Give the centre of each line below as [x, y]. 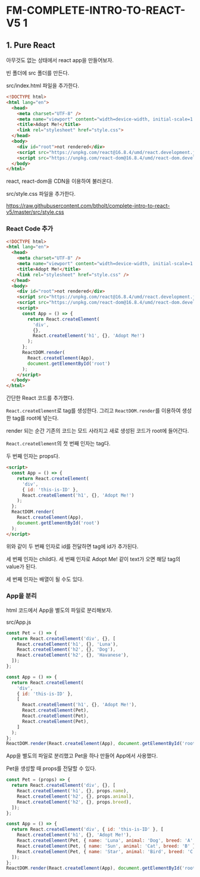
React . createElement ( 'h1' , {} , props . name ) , [73, 791]
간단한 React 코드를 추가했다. [40, 398]
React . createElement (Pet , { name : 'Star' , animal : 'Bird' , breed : [101, 851]
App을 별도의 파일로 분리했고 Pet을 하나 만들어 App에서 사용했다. [82, 756]
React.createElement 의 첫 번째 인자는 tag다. [58, 444]
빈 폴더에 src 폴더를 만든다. [38, 73]
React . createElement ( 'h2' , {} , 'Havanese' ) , [73, 655]
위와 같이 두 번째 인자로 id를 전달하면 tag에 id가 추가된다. [72, 546]
